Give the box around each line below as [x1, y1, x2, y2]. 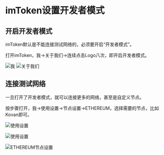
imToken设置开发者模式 [5, 5, 105, 16]
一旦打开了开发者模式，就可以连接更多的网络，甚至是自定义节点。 [5, 94, 144, 100]
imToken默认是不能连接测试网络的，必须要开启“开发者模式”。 [5, 42, 134, 47]
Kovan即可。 [5, 111, 32, 118]
